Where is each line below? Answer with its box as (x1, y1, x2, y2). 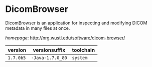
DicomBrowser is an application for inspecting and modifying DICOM (5, 20, 147, 26)
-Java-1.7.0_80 (31, 55, 67, 61)
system (72, 55, 88, 61)
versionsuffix (33, 46, 66, 53)
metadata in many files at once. (5, 25, 70, 31)
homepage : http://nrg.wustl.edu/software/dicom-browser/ (5, 35, 125, 41)
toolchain (72, 46, 95, 53)
